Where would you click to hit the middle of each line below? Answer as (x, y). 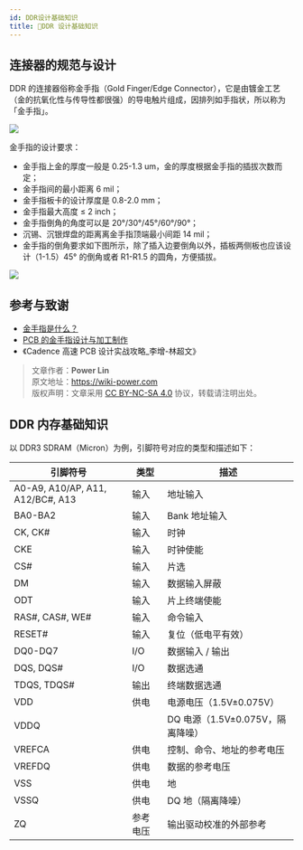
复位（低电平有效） (208, 634)
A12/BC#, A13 (45, 499)
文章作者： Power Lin (70, 371)
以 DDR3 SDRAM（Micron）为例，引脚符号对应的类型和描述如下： (132, 448)
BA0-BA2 (35, 515)
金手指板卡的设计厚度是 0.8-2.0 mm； (93, 201)
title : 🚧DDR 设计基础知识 (54, 26)
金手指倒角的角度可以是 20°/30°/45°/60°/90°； (110, 223)
